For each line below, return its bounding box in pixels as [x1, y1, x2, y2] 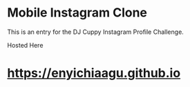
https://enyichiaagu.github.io [7, 66, 181, 81]
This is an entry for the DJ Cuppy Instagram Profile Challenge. [7, 28, 184, 36]
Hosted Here [7, 41, 44, 49]
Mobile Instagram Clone [7, 5, 147, 21]
